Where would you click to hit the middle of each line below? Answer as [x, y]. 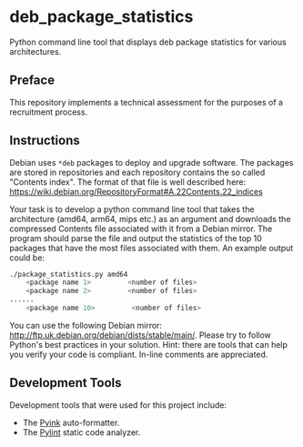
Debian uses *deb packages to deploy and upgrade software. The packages [151, 162]
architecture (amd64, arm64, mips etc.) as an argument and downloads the [150, 218]
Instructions [45, 141]
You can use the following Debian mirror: [86, 325]
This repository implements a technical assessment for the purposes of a [146, 102]
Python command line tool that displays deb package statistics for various [148, 42]
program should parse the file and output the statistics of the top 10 [136, 238]
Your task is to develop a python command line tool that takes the [132, 209]
